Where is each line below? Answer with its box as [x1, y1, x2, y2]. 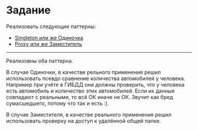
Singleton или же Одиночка [14, 34, 84, 41]
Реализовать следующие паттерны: [6, 23, 96, 30]
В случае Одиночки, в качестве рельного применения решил [6, 69, 161, 76]
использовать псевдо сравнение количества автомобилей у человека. [6, 74, 186, 82]
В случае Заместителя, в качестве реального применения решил [6, 111, 172, 118]
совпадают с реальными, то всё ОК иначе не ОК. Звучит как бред [6, 93, 173, 100]
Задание [6, 4, 51, 17]
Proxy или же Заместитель [14, 40, 82, 47]
